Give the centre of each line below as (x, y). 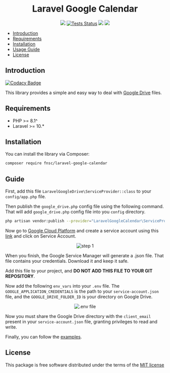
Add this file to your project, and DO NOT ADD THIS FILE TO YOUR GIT (79, 270)
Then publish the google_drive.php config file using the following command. (84, 206)
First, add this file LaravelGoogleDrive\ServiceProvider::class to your (78, 191)
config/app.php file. (26, 197)
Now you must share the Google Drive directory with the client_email (78, 316)
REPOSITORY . (20, 276)
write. (11, 327)
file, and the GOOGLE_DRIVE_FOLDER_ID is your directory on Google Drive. (79, 297)
